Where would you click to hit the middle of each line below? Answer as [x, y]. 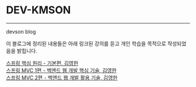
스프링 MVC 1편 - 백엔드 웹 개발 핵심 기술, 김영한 [61, 70]
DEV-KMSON [38, 10]
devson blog [21, 31]
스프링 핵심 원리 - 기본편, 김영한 [42, 63]
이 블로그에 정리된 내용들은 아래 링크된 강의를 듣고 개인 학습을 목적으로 [86, 43]
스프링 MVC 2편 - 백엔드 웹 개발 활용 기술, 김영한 [62, 77]
